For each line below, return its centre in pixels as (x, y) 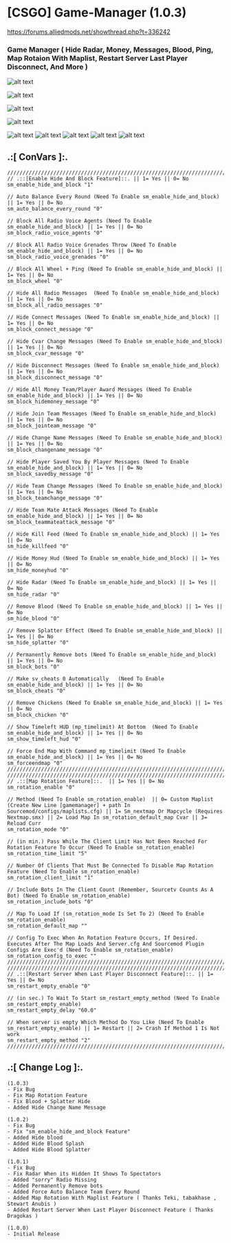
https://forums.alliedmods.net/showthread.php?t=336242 (89, 32)
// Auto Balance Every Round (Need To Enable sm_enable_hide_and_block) (113, 197)
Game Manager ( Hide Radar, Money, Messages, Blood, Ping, (110, 50)
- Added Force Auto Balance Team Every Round (73, 1192)
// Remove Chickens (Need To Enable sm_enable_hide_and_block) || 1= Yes (115, 703)
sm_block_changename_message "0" (55, 450)
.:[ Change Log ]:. (45, 1068)
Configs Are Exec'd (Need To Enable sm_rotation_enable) (90, 950)
